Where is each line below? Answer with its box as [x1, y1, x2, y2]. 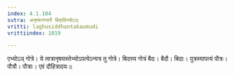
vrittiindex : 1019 [7, 29, 61, 37]
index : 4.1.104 [7, 10, 52, 17]
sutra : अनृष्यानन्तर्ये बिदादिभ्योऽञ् [7, 17, 78, 24]
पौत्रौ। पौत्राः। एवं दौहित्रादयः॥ [7, 62, 72, 71]
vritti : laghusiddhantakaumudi [7, 23, 99, 30]
